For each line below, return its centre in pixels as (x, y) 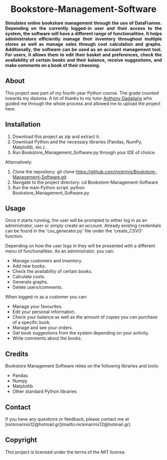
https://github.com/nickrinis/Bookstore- (116, 172)
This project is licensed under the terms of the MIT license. (65, 452)
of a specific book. (32, 323)
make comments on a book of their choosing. (53, 65)
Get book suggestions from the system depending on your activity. (81, 333)
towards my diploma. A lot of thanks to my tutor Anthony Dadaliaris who (79, 98)
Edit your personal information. (44, 312)
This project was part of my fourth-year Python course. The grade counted (82, 93)
